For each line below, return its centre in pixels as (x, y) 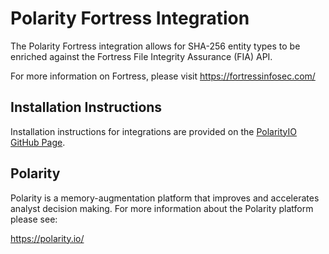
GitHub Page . (38, 142)
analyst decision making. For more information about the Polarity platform (162, 208)
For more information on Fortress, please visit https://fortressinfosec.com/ (163, 76)
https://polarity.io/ (47, 238)
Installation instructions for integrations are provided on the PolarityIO (153, 131)
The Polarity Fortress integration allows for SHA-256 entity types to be (155, 46)
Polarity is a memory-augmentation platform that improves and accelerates (165, 198)
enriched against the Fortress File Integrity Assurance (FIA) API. (141, 56)
